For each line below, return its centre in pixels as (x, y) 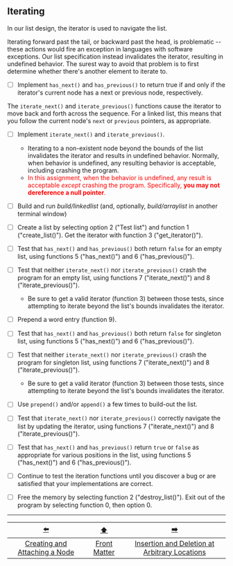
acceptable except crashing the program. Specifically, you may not (124, 185)
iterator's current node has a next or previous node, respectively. (110, 92)
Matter (104, 552)
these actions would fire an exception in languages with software (100, 49)
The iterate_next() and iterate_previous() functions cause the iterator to (114, 106)
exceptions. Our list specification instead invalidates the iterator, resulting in (115, 56)
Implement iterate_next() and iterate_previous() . (91, 134)
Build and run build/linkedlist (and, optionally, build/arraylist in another (118, 206)
